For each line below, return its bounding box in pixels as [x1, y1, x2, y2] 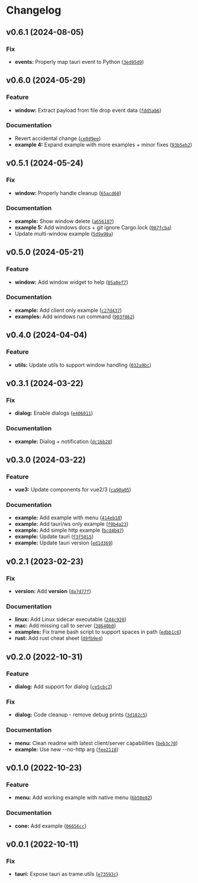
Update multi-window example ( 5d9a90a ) [14, 230, 113, 237]
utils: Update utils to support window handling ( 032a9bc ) [14, 361, 152, 368]
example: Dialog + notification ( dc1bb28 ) [14, 438, 113, 445]
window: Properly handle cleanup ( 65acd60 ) [14, 189, 122, 196]
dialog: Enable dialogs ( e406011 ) [14, 409, 93, 417]
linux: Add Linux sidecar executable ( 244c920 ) [14, 616, 126, 623]
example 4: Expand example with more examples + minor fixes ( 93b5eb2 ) [14, 141, 193, 148]
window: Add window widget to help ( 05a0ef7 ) [14, 279, 129, 286]
